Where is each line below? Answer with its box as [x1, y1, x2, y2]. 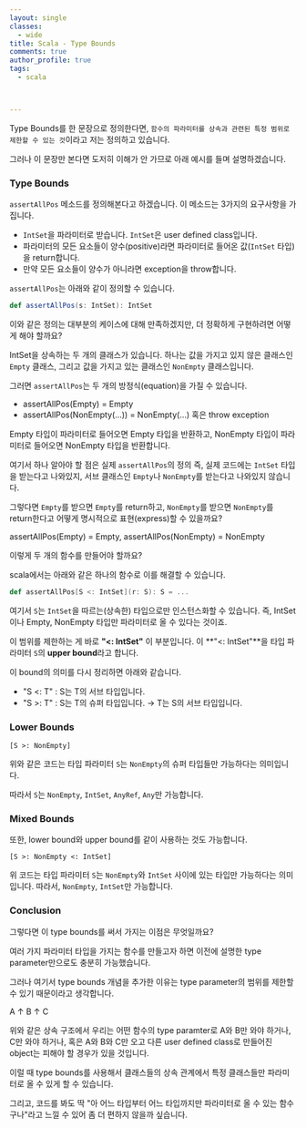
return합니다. [32, 252, 80, 263]
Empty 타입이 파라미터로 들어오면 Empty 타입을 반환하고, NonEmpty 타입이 [9, 428, 280, 439]
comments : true [9, 47, 67, 56]
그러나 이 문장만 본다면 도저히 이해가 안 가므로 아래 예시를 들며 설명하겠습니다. [9, 153, 287, 164]
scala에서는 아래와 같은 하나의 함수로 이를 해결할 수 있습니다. [9, 569, 226, 579]
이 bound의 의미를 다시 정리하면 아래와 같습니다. [9, 666, 182, 677]
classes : [9, 22, 43, 31]
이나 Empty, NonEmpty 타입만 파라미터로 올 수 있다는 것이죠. [9, 616, 228, 627]
